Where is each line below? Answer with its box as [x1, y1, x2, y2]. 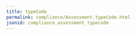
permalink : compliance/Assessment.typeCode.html [6, 14, 131, 20]
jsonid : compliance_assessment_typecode [6, 20, 110, 26]
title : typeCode [6, 8, 47, 15]
